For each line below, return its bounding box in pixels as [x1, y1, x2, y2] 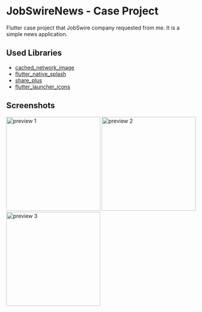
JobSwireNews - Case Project [6, 4, 159, 18]
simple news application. [6, 30, 68, 37]
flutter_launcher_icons [14, 83, 70, 90]
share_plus [14, 76, 43, 84]
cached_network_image [14, 64, 75, 71]
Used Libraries [6, 48, 62, 58]
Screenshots [6, 100, 55, 111]
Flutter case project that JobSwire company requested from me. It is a [6, 24, 180, 31]
